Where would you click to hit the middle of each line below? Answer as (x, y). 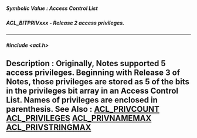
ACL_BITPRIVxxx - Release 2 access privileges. (65, 23)
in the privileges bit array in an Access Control (92, 91)
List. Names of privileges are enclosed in (82, 100)
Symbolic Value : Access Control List (52, 8)
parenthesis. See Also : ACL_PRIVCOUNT (83, 109)
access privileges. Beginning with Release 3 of (93, 73)
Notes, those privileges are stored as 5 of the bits (98, 82)
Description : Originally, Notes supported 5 (86, 63)
